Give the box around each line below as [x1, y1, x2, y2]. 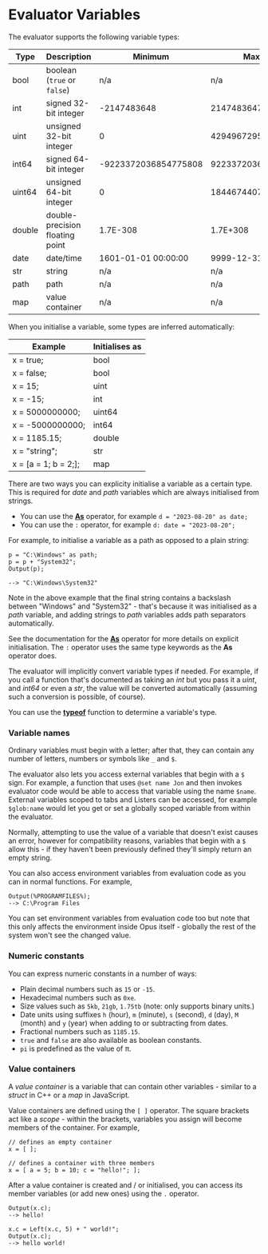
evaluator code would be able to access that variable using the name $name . [8, 786, 257, 797]
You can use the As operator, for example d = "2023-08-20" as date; [19, 511, 249, 521]
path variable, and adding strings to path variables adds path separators [8, 609, 246, 619]
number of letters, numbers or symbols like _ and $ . [8, 754, 177, 764]
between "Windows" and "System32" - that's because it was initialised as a [8, 601, 258, 611]
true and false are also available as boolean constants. [19, 1035, 202, 1044]
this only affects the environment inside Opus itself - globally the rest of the [8, 922, 257, 932]
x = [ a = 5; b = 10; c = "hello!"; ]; [8, 1166, 141, 1174]
